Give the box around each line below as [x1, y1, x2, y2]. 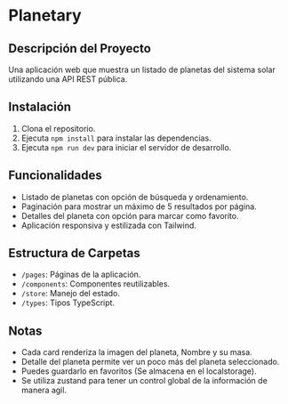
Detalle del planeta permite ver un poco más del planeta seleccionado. [20, 357, 280, 368]
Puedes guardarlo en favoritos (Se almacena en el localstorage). [20, 366, 257, 376]
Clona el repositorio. [20, 123, 96, 133]
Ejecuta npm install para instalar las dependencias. [20, 133, 212, 143]
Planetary [8, 5, 82, 26]
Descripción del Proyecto [8, 41, 152, 56]
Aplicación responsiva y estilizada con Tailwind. [20, 220, 197, 230]
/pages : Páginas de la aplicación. [20, 269, 141, 280]
